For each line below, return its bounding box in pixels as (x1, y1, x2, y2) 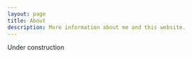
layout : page (7, 10, 46, 18)
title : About (7, 17, 46, 24)
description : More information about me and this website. (7, 24, 186, 31)
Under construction (7, 43, 65, 52)
